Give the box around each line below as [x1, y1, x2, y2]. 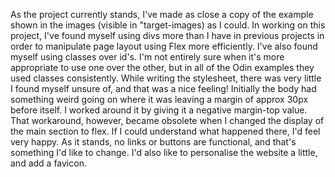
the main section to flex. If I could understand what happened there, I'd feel [10, 125, 321, 137]
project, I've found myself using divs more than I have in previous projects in [10, 30, 325, 41]
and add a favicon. [10, 157, 87, 169]
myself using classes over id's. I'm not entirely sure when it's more [10, 51, 285, 63]
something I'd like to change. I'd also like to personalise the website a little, [10, 147, 318, 158]
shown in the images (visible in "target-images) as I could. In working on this [10, 19, 326, 31]
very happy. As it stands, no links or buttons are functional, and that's [10, 136, 297, 148]
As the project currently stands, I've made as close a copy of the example [10, 9, 314, 20]
